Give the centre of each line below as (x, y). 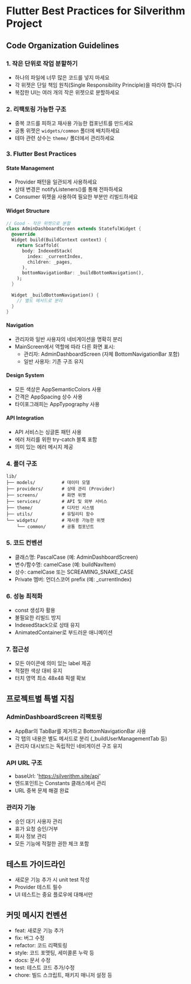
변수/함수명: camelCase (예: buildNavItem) (65, 564)
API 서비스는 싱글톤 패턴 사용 (48, 432)
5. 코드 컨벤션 (24, 543)
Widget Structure (28, 211)
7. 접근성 (18, 649)
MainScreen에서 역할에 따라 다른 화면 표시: (65, 346)
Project (24, 23)
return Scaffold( (38, 245)
